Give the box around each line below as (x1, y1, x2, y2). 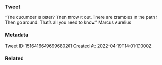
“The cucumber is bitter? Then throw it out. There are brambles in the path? (5, 15, 158, 20)
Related (5, 55, 24, 62)
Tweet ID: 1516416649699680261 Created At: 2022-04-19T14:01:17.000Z (5, 43, 152, 49)
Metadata (5, 32, 28, 38)
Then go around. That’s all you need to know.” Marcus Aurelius (5, 19, 131, 25)
